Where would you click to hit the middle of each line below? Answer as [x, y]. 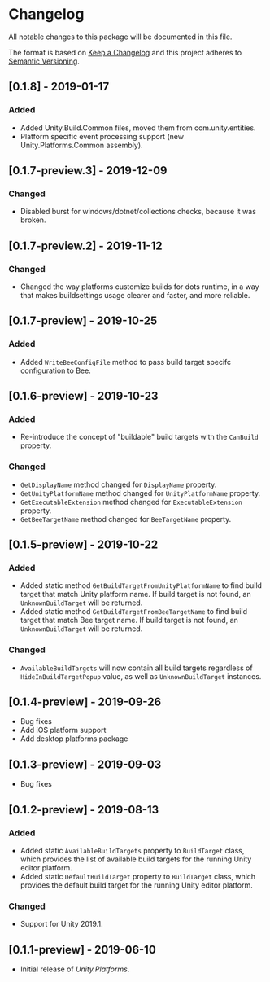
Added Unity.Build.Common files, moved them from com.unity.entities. [138, 128]
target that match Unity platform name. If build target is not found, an [135, 594]
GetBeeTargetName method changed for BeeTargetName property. [126, 519]
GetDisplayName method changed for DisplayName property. [118, 484]
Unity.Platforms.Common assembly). [82, 145]
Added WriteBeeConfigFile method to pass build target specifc [126, 362]
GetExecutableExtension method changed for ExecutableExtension [131, 502]
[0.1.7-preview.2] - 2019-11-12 [85, 245]
